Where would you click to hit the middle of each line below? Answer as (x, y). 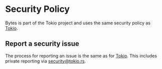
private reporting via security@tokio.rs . (46, 61)
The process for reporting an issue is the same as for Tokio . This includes (81, 56)
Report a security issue (42, 44)
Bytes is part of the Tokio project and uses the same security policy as (78, 23)
